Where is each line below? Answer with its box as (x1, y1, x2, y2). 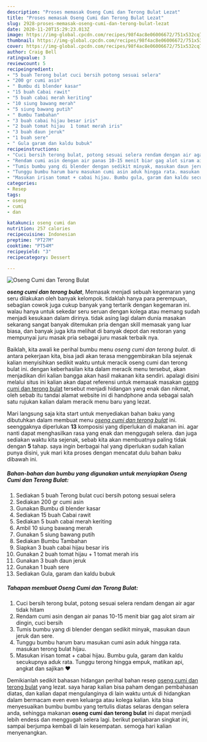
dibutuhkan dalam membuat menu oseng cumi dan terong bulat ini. (7, 416, 177, 424)
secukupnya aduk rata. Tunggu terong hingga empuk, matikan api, (15, 658, 184, 666)
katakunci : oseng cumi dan (7, 220, 76, 226)
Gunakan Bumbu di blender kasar (15, 505, 101, 512)
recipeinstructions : (7, 146, 60, 152)
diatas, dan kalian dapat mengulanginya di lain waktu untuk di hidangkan (7, 690, 191, 697)
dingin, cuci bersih (15, 619, 63, 627)
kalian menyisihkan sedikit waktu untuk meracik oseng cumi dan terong (7, 359, 188, 366)
